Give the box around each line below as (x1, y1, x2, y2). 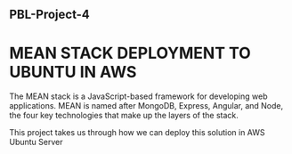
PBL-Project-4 (9, 7, 91, 22)
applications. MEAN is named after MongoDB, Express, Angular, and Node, (9, 101, 284, 111)
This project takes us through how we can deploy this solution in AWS (9, 127, 265, 138)
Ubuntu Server (9, 137, 63, 148)
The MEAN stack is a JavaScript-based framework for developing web (9, 91, 268, 101)
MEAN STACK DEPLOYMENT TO (9, 43, 251, 63)
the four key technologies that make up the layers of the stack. (9, 110, 239, 121)
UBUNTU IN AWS (9, 61, 137, 82)
